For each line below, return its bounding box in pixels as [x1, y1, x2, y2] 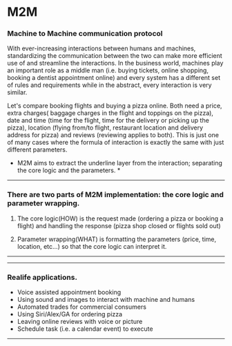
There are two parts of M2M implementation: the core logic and [7, 190, 224, 200]
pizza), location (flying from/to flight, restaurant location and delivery [7, 123, 204, 132]
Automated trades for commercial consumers [17, 303, 147, 311]
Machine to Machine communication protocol [7, 29, 163, 39]
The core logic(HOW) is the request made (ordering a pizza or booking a [17, 214, 224, 223]
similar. [7, 88, 28, 96]
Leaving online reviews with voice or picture [17, 318, 143, 326]
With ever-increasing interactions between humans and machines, [7, 44, 196, 52]
